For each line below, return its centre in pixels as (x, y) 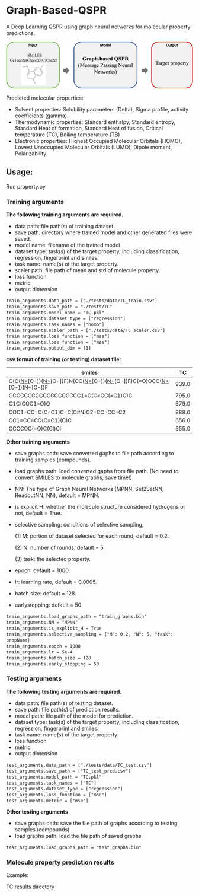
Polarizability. (31, 153)
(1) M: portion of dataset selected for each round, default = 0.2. (92, 536)
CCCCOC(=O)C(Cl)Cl (35, 429)
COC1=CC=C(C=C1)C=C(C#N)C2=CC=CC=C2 (67, 412)
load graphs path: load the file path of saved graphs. (79, 836)
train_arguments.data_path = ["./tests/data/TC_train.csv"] (82, 301)
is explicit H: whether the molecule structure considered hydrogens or (100, 506)
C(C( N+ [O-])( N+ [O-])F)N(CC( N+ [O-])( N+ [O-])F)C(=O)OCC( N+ (89, 381)
